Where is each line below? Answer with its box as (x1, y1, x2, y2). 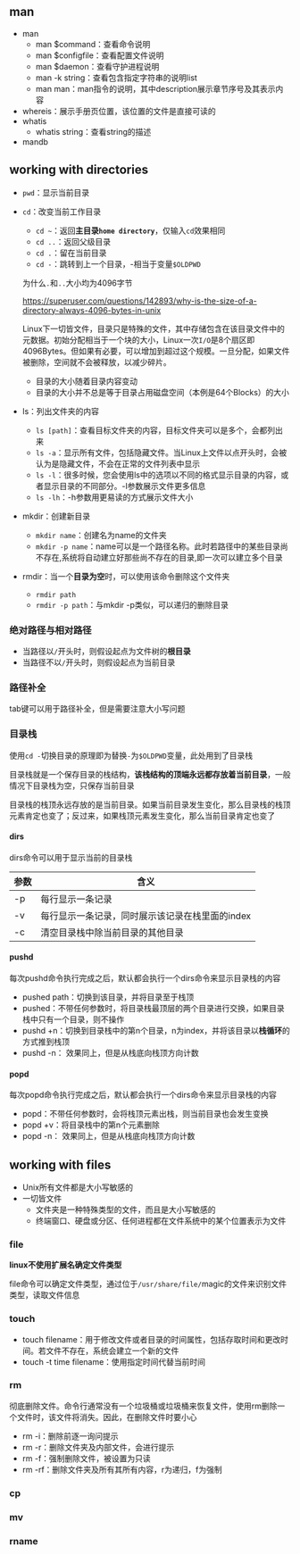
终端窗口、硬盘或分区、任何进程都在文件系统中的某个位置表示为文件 (35, 1215, 287, 1226)
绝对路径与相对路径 (9, 624, 92, 636)
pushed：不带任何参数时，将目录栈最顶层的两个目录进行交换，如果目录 (21, 1002, 286, 1013)
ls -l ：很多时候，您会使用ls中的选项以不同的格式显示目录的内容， (35, 470, 281, 480)
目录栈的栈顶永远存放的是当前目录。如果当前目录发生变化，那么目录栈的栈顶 (9, 799, 291, 810)
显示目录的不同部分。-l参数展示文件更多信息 (43, 480, 206, 491)
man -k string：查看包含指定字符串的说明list (35, 72, 198, 83)
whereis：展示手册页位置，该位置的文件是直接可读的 (21, 105, 216, 116)
